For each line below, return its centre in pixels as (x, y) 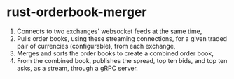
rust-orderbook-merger (77, 12)
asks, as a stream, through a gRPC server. (77, 68)
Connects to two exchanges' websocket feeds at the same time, (109, 31)
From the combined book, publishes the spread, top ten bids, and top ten (122, 60)
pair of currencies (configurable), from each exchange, (96, 46)
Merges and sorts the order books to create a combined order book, (115, 53)
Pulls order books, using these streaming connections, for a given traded (122, 38)
